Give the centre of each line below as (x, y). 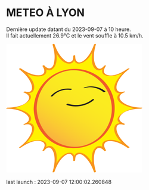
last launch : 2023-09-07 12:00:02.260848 (59, 182)
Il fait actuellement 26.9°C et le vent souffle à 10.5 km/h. (75, 35)
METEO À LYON (46, 13)
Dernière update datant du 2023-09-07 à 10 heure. (69, 29)
